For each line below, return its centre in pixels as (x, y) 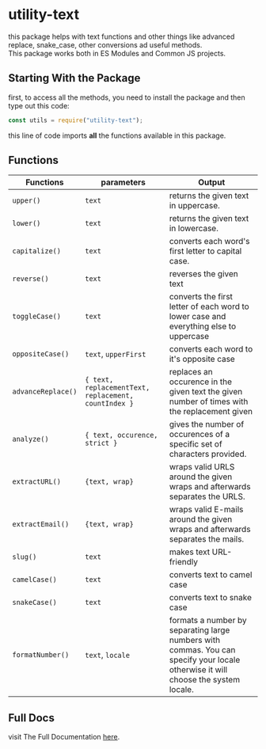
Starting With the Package (74, 78)
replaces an (191, 372)
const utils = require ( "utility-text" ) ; (76, 120)
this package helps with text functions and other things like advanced (122, 36)
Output (211, 182)
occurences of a (199, 435)
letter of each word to (209, 306)
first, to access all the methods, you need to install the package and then (127, 97)
